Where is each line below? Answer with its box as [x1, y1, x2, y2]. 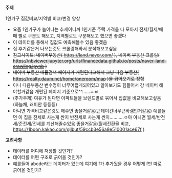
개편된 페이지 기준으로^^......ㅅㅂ [35, 89, 99, 94]
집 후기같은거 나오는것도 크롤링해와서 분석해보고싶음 [12, 46, 117, 51]
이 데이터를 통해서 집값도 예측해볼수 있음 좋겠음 [12, 39, 107, 45]
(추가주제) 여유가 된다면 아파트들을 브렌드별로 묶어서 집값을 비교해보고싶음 [12, 95, 161, 101]
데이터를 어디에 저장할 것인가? [12, 148, 73, 154]
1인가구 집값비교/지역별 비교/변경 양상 [5, 15, 80, 22]
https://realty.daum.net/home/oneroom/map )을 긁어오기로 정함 [12, 76, 145, 82]
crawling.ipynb [12, 63, 45, 69]
